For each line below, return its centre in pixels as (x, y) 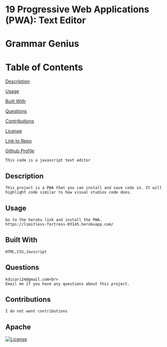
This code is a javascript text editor (48, 160)
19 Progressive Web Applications (77, 9)
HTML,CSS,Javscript (26, 252)
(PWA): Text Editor (46, 20)
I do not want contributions (36, 311)
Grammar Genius (42, 44)
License (14, 131)
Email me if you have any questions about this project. (68, 284)
